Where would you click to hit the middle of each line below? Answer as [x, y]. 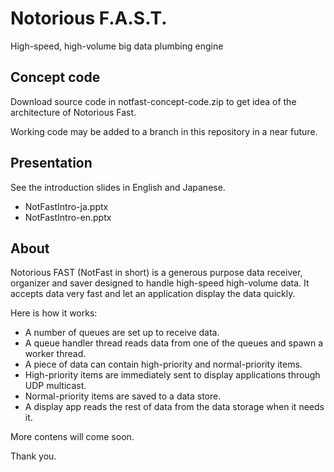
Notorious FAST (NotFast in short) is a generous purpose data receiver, [156, 273]
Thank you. [33, 456]
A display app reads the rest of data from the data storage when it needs [174, 407]
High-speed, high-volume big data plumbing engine [117, 46]
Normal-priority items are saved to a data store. [123, 396]
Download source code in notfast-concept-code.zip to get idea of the [153, 101]
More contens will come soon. [72, 437]
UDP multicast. [55, 386]
